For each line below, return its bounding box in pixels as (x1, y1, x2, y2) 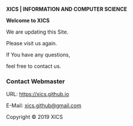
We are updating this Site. (6, 28, 69, 35)
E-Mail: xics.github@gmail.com (6, 102, 81, 109)
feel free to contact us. (6, 62, 62, 69)
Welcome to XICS (6, 17, 50, 24)
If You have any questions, (6, 51, 71, 58)
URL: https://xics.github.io (6, 91, 69, 98)
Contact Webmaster (6, 77, 65, 85)
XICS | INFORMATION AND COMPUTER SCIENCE (6, 6, 128, 12)
